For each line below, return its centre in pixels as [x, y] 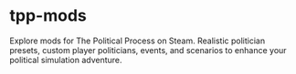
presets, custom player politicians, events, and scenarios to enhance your [148, 50]
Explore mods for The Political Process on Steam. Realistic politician [137, 41]
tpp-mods [48, 16]
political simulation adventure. [66, 60]
